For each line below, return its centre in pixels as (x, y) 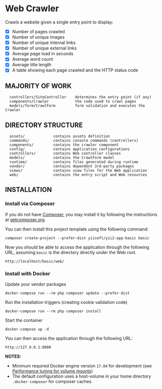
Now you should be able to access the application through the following (77, 247)
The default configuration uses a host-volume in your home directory (81, 376)
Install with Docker (28, 274)
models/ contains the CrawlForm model (62, 158)
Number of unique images (38, 37)
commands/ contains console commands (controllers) (74, 141)
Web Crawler (32, 9)
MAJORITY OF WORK (38, 86)
